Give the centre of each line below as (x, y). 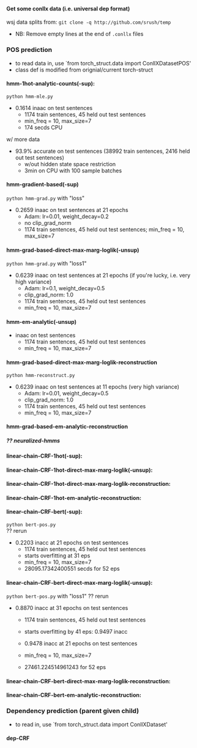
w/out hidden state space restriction (70, 164)
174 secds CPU (43, 127)
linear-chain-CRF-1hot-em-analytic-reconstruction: (74, 497)
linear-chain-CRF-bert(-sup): (44, 512)
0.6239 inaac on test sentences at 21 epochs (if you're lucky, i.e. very (103, 276)
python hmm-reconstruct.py (41, 375)
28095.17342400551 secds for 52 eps (72, 569)
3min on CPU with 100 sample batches (73, 170)
